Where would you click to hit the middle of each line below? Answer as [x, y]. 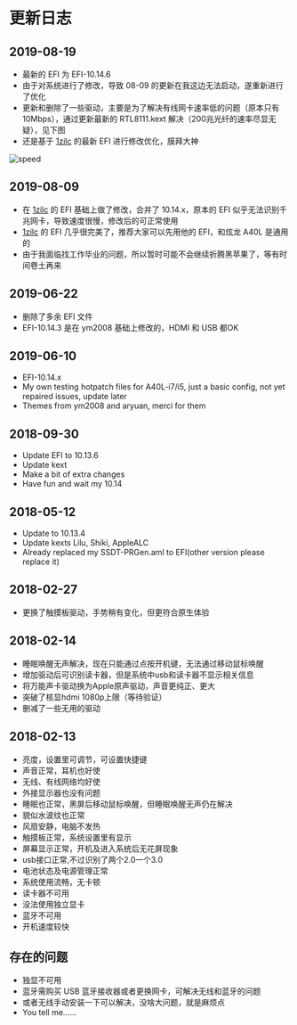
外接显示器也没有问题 [61, 792]
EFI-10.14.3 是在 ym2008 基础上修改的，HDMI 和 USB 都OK [130, 327]
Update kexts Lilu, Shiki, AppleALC [85, 543]
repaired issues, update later [74, 397]
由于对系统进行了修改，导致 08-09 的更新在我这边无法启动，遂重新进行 [153, 85]
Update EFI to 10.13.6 [60, 455]
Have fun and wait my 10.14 [72, 484]
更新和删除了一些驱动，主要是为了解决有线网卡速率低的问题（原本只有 [151, 107]
